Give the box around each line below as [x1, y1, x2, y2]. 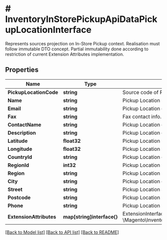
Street [7, 186, 23, 193]
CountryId [7, 153, 32, 160]
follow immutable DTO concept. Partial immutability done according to [5, 46, 149, 52]
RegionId [7, 161, 29, 168]
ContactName [7, 121, 41, 128]
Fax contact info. [122, 113, 162, 120]
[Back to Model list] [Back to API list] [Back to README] [5, 229, 119, 235]
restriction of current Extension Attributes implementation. [5, 51, 124, 57]
